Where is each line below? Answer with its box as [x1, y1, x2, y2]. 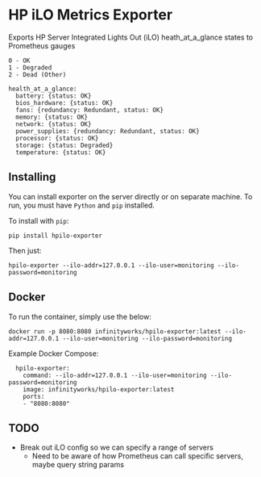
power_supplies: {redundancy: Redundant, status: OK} [15, 127, 200, 135]
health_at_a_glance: [8, 85, 78, 93]
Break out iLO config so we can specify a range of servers [19, 442, 213, 453]
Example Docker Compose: [8, 349, 99, 358]
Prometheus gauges [8, 40, 76, 50]
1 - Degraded [8, 63, 52, 72]
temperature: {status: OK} [15, 148, 106, 157]
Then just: [8, 245, 42, 255]
